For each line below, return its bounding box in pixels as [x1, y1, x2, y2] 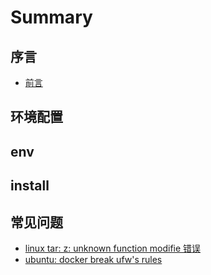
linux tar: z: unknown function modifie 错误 [24, 242, 202, 254]
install [10, 177, 50, 195]
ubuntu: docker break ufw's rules [24, 253, 163, 265]
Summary [10, 6, 93, 29]
